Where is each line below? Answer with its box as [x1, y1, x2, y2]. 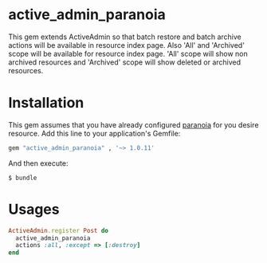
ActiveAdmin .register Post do [8, 226, 109, 234]
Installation [8, 94, 84, 112]
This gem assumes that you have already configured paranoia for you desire [8, 120, 259, 129]
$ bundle [8, 174, 37, 182]
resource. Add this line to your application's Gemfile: [8, 128, 181, 138]
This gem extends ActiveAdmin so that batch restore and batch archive [8, 32, 241, 41]
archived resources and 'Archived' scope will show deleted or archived [8, 57, 241, 67]
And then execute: [8, 158, 69, 168]
